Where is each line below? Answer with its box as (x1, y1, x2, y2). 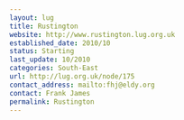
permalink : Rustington (9, 97, 95, 106)
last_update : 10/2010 (9, 55, 91, 64)
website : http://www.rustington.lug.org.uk (9, 30, 176, 39)
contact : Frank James (9, 88, 91, 97)
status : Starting (9, 47, 75, 56)
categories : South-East (9, 64, 99, 73)
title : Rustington (9, 22, 78, 31)
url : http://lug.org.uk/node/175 (9, 72, 135, 81)
